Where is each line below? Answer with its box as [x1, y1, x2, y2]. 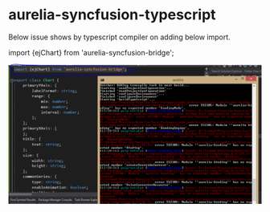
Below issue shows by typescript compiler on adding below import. [8, 32, 231, 42]
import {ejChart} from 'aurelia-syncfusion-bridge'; [8, 47, 174, 57]
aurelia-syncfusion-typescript [8, 6, 216, 24]
